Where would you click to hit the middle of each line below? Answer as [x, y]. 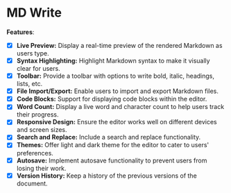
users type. [33, 53]
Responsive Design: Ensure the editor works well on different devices [117, 122]
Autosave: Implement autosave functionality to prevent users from [112, 160]
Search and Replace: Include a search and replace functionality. [109, 137]
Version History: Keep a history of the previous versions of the [106, 176]
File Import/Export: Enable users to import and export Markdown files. [118, 91]
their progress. [38, 115]
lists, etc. [29, 84]
